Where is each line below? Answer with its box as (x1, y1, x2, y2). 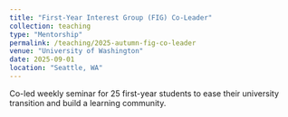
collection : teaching (9, 22, 91, 31)
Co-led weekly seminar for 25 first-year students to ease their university (9, 87, 279, 99)
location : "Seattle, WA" (9, 64, 103, 73)
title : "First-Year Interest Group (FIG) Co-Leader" (9, 13, 213, 22)
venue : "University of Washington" (9, 47, 144, 56)
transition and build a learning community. (9, 97, 167, 108)
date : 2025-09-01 (9, 55, 75, 64)
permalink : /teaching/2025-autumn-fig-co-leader (9, 38, 197, 48)
